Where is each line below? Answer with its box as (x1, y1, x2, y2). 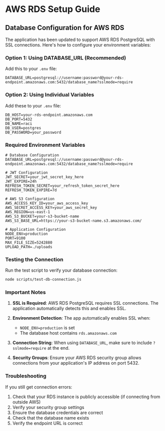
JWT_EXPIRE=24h (5, 179, 37, 184)
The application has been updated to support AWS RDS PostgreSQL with (5, 36, 155, 42)
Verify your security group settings (12, 404, 84, 410)
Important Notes (5, 289, 46, 296)
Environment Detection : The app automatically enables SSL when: (12, 315, 150, 321)
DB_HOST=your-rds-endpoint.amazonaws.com (5, 112, 93, 117)
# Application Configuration (5, 227, 66, 232)
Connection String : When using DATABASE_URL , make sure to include (12, 340, 152, 346)
